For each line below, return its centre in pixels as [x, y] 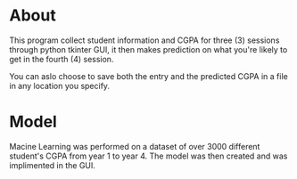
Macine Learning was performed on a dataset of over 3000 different [135, 146]
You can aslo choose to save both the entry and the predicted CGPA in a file [148, 76]
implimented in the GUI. [53, 165]
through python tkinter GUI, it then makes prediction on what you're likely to [148, 49]
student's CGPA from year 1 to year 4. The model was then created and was [148, 156]
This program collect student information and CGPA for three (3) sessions [144, 40]
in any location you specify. [59, 85]
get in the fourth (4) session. [62, 59]
